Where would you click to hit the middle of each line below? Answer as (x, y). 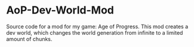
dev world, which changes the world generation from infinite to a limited (95, 32)
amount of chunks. (29, 39)
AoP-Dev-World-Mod (60, 10)
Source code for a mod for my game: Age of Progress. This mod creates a (97, 26)
